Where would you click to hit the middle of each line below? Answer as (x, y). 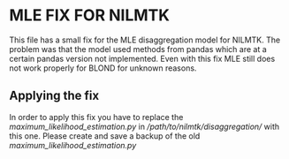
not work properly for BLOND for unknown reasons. (103, 68)
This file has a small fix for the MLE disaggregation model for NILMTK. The (145, 40)
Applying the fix (54, 96)
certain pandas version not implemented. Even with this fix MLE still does (142, 58)
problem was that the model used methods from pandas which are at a (138, 49)
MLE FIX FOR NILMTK (90, 15)
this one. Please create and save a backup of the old (105, 136)
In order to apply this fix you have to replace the (96, 117)
